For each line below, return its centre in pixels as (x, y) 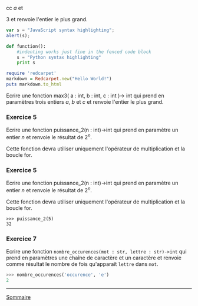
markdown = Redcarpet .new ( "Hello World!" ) (59, 79)
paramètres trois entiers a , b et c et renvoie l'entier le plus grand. (85, 101)
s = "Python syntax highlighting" (59, 57)
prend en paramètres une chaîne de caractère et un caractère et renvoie (94, 258)
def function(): (26, 46)
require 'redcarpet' (32, 73)
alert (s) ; (18, 35)
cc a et (15, 8)
